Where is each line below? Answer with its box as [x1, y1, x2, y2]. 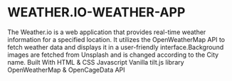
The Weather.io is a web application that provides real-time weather [7, 28, 206, 36]
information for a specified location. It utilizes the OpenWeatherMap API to [7, 35, 226, 43]
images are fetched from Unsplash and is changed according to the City [7, 50, 219, 59]
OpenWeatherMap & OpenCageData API [7, 65, 126, 74]
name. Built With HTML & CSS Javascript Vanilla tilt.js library [7, 58, 184, 66]
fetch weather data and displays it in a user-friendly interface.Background [7, 43, 224, 51]
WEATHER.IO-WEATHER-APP [7, 4, 186, 21]
